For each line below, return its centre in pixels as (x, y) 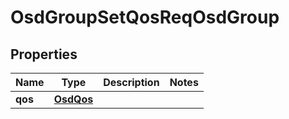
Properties (44, 54)
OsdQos (73, 99)
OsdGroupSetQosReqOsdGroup (145, 17)
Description (131, 82)
